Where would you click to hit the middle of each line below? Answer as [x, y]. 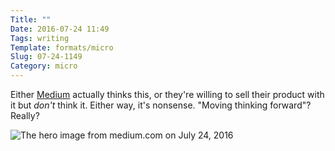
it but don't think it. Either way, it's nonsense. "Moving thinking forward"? [161, 105]
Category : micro [44, 66]
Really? [25, 115]
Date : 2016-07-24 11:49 [60, 29]
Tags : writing [40, 38]
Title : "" [31, 19]
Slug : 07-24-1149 [46, 57]
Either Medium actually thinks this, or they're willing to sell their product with [167, 94]
